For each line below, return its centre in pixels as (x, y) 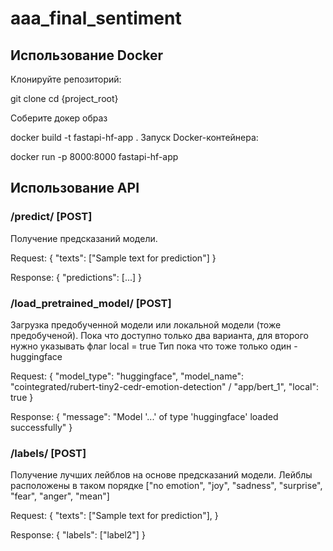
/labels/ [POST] (48, 453)
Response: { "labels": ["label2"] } (78, 535)
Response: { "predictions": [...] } (76, 277)
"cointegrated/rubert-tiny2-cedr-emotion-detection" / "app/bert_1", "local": (165, 386)
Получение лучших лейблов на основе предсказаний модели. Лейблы (161, 475)
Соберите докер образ (59, 118)
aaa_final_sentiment (96, 18)
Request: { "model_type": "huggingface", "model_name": (127, 376)
